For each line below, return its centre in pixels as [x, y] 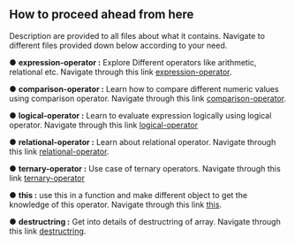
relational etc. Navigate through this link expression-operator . [121, 72]
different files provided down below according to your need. [118, 45]
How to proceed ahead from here [102, 15]
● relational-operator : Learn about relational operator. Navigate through [143, 142]
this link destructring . [48, 231]
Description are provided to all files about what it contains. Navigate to [137, 35]
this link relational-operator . [59, 151]
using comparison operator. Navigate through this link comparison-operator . [148, 98]
